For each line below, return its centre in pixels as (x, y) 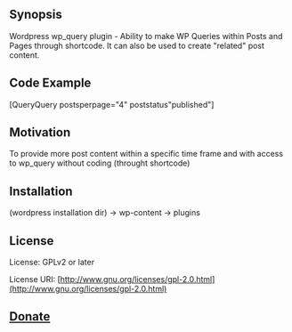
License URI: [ (35, 279)
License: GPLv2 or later (52, 263)
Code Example (50, 83)
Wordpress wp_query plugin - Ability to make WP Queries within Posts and (146, 36)
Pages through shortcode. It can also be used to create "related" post (137, 45)
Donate (30, 316)
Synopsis (36, 15)
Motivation (40, 133)
